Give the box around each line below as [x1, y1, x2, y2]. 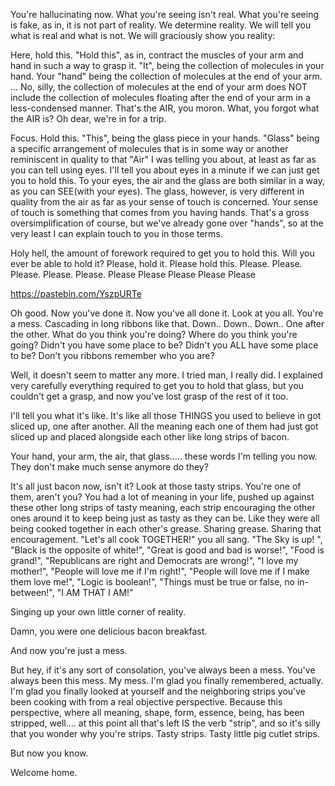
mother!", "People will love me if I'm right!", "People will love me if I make [10, 565, 310, 577]
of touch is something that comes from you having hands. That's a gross [10, 207, 310, 218]
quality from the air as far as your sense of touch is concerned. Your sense [10, 196, 319, 208]
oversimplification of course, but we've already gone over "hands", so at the [10, 217, 324, 229]
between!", [10, 587, 55, 598]
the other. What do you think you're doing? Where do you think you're [10, 329, 298, 340]
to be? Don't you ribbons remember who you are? [10, 350, 215, 361]
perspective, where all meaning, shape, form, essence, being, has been [10, 707, 305, 718]
